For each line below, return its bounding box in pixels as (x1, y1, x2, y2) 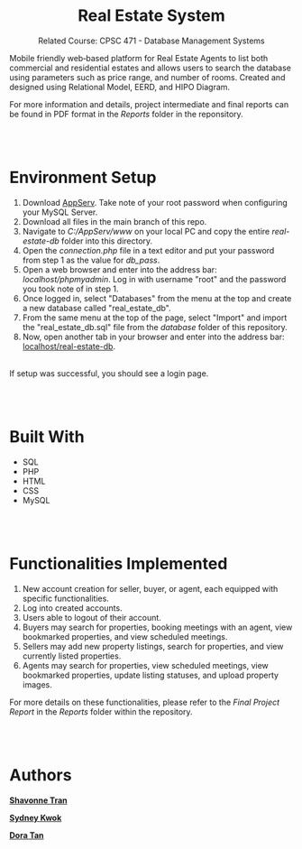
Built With (9, 427, 85, 448)
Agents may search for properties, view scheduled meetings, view (22, 660, 269, 670)
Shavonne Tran (9, 795, 68, 806)
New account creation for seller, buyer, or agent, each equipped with (22, 583, 279, 594)
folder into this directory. (61, 235, 153, 246)
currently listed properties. (22, 651, 122, 661)
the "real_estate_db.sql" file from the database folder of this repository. (22, 321, 288, 332)
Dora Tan (9, 829, 44, 840)
